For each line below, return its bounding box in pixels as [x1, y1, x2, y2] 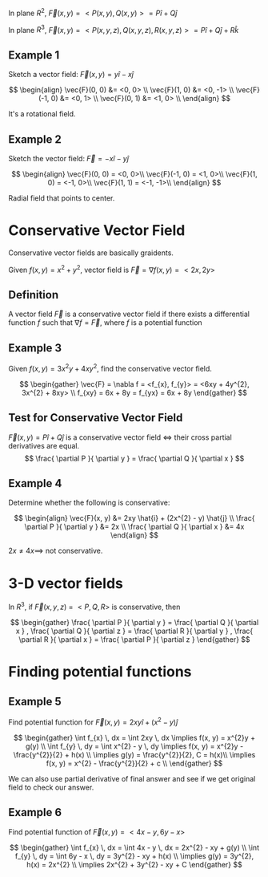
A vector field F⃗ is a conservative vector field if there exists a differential [8, 309, 250, 319]
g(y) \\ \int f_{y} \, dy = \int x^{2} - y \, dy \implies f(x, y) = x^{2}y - [25, 741, 244, 751]
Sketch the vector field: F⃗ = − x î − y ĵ [8, 153, 130, 163]
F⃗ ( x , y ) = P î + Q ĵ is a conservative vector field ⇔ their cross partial [8, 432, 232, 442]
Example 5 [8, 694, 62, 709]
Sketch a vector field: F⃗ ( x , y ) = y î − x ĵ [8, 70, 134, 79]
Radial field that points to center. [8, 193, 115, 203]
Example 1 [8, 48, 60, 62]
